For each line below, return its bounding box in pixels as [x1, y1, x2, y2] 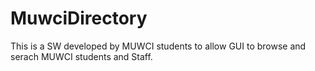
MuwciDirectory [10, 7, 148, 30]
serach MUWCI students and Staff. [10, 50, 153, 62]
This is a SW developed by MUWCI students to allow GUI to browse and [10, 40, 307, 52]
